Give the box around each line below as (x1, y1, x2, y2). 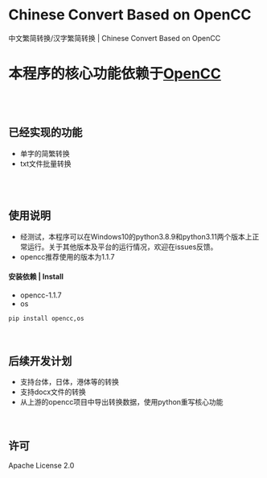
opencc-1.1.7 (19, 290, 62, 300)
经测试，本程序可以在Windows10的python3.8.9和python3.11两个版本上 (19, 231, 253, 241)
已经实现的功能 (8, 126, 83, 139)
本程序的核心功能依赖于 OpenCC (8, 64, 221, 83)
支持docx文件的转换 (19, 387, 87, 397)
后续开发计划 (8, 354, 72, 368)
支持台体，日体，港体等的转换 (19, 377, 119, 387)
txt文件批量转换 (19, 159, 72, 168)
